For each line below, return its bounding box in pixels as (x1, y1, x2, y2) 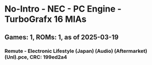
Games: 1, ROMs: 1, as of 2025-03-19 (4, 33, 119, 41)
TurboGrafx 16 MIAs (4, 14, 87, 25)
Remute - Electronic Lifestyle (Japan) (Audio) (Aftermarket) (4, 48, 148, 54)
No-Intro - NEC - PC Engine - (4, 3, 122, 15)
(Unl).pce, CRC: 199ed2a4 (4, 53, 67, 60)
